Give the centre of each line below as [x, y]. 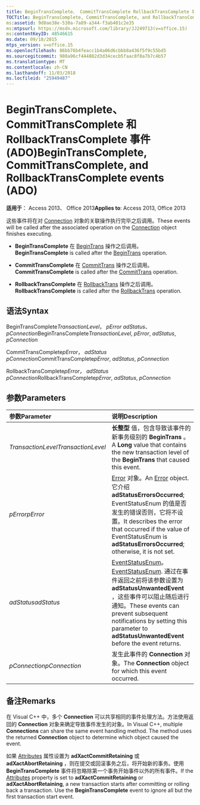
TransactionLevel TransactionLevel [57, 447]
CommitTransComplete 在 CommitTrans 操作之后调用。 [84, 265]
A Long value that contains [149, 444]
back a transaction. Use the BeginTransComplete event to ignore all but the [99, 790]
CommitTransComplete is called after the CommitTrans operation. [96, 272]
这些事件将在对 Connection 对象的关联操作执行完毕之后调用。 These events [98, 221]
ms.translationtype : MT [36, 62]
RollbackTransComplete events [85, 178]
